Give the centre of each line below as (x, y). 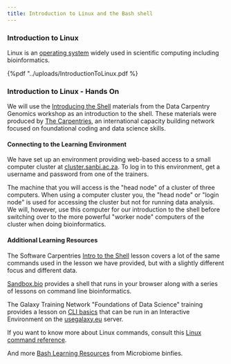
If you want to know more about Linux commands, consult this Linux (104, 332)
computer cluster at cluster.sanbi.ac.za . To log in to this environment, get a (113, 167)
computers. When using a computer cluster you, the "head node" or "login (113, 195)
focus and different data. (42, 270)
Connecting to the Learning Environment (67, 144)
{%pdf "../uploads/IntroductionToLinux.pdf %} (73, 73)
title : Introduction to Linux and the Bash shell (80, 13)
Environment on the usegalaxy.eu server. (65, 319)
